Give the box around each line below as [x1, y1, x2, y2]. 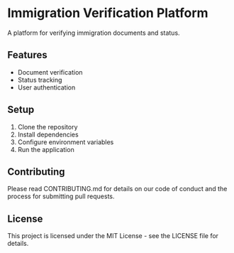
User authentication [17, 83, 76, 92]
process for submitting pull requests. [7, 192, 115, 200]
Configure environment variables [17, 137, 114, 146]
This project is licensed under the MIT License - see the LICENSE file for [7, 232, 218, 240]
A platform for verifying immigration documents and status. [7, 28, 180, 37]
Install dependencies [17, 130, 79, 139]
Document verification [17, 68, 83, 76]
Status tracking [17, 75, 62, 84]
